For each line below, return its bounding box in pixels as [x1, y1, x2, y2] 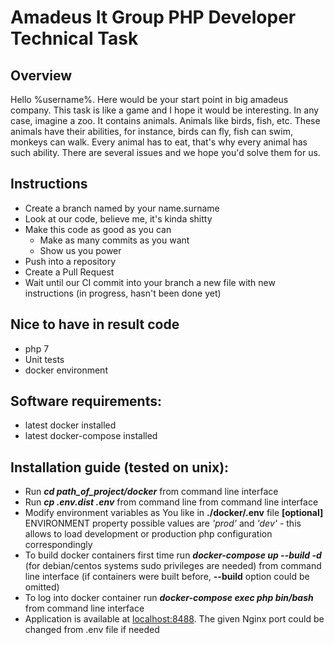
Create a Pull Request [24, 266, 115, 278]
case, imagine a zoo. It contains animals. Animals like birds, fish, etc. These [10, 115, 321, 126]
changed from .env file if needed [24, 624, 160, 636]
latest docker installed [24, 419, 117, 431]
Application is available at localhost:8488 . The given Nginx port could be [24, 613, 325, 625]
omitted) [24, 581, 60, 593]
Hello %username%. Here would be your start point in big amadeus [10, 94, 289, 105]
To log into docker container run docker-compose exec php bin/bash [24, 592, 314, 604]
